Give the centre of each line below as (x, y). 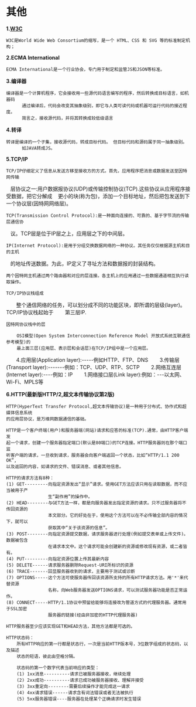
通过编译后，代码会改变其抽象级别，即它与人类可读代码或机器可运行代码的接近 (102, 106)
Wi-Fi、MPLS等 (25, 382)
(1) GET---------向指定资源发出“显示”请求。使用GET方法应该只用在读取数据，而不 (94, 484)
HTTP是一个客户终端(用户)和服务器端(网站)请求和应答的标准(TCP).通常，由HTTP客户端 (97, 430)
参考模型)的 (18, 342)
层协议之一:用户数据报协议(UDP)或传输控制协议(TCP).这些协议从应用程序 (98, 189)
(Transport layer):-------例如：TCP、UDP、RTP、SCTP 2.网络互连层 (94, 367)
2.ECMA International (33, 57)
